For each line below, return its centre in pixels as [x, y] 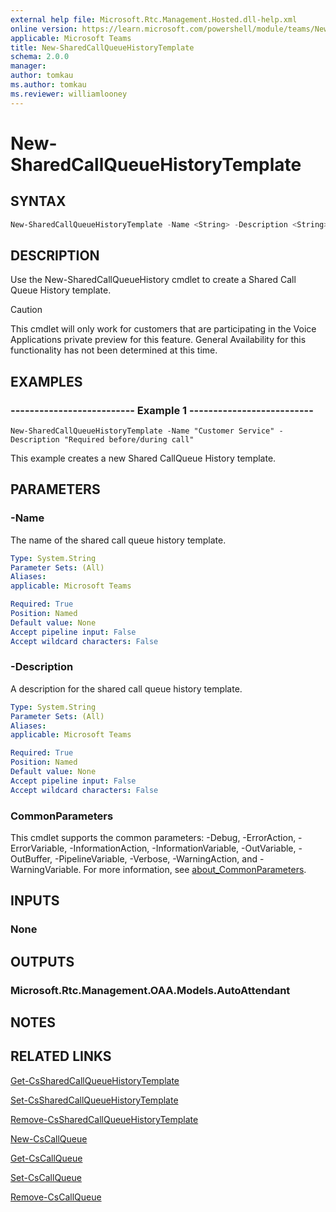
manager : [28, 66]
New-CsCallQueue [49, 1138]
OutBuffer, [31, 859]
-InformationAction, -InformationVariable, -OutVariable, [183, 848]
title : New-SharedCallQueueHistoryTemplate [102, 47]
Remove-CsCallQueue [56, 1197]
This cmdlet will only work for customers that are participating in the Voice [163, 329]
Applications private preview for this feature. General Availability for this [158, 340]
